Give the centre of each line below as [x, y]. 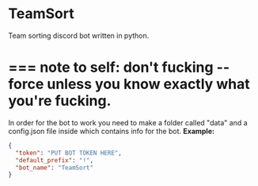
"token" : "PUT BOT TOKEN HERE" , [69, 153]
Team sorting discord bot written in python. [79, 35]
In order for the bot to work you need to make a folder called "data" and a [128, 122]
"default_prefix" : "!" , [54, 160]
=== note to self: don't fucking [111, 67]
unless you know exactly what [149, 84]
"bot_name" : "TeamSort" [54, 167]
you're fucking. [60, 101]
